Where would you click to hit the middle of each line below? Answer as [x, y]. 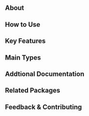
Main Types [23, 58]
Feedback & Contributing [44, 107]
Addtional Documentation [45, 74]
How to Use [23, 25]
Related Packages [33, 91]
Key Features [25, 41]
